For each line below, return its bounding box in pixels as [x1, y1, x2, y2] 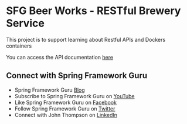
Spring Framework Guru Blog [14, 86, 85, 93]
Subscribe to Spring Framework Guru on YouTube [14, 92, 135, 99]
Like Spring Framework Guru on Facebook [14, 99, 117, 106]
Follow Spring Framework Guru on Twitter [14, 105, 115, 112]
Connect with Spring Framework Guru [6, 71, 148, 81]
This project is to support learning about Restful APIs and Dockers [6, 36, 166, 43]
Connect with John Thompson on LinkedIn [14, 111, 118, 118]
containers [6, 42, 32, 49]
